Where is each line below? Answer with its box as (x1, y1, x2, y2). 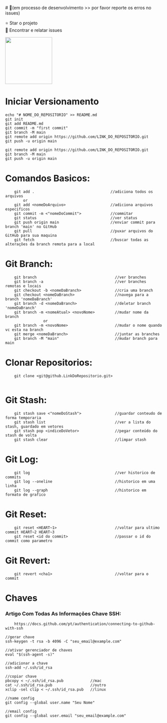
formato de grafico (5, 492, 46, 497)
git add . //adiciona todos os (14, 189, 153, 194)
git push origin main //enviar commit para (14, 220, 155, 225)
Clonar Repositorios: (5, 357, 92, 368)
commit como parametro (5, 538, 52, 543)
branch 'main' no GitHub (5, 224, 57, 229)
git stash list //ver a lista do (14, 420, 151, 425)
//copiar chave (5, 674, 37, 679)
